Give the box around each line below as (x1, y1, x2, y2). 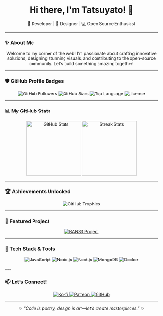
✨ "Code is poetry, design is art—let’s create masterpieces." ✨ (18, 305, 145, 311)
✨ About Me (5, 39, 34, 46)
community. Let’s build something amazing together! (29, 61, 134, 67)
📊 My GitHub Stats (5, 108, 51, 114)
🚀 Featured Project (5, 218, 50, 224)
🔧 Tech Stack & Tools (5, 245, 56, 252)
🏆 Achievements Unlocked (5, 188, 71, 195)
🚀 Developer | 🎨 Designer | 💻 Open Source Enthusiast (27, 20, 136, 26)
